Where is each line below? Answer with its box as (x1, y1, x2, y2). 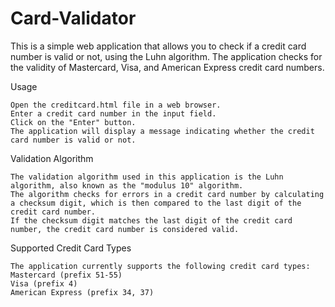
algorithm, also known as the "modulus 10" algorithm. (10, 180, 244, 191)
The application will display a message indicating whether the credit (10, 126, 315, 136)
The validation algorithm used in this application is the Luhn (10, 172, 284, 182)
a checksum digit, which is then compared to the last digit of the (10, 198, 302, 208)
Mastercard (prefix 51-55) (10, 270, 123, 280)
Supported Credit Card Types (10, 242, 132, 254)
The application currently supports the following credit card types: (10, 261, 311, 271)
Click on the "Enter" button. (10, 117, 137, 127)
